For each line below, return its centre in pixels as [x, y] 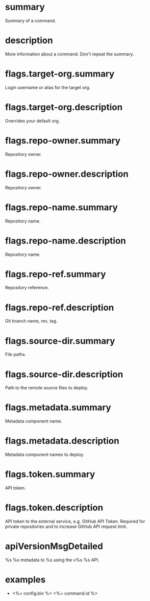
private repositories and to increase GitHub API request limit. [66, 526]
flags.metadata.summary [58, 408]
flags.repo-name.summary [62, 207]
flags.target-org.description [64, 107]
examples [25, 580]
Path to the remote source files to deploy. [47, 388]
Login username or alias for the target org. [48, 87]
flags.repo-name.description [65, 240]
